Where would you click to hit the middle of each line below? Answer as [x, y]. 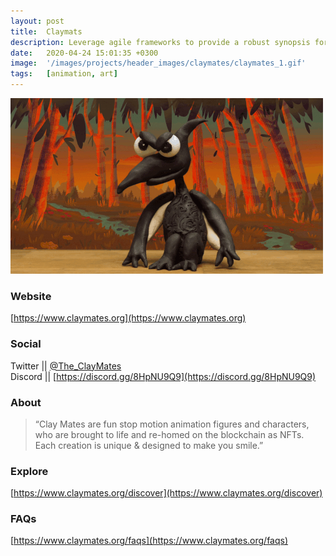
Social [26, 344]
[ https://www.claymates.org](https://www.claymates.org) [128, 318]
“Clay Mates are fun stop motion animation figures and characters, [172, 424]
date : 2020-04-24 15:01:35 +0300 [84, 53]
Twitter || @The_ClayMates [66, 366]
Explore [29, 471]
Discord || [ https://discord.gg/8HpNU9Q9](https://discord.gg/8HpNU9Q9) [163, 376]
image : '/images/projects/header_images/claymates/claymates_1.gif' [158, 63]
